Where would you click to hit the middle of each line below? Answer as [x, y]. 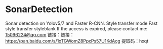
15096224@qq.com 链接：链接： [40, 34]
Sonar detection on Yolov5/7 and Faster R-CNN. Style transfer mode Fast [81, 23]
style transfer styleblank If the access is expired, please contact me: [76, 28]
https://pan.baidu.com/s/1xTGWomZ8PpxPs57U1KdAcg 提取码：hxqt [77, 41]
